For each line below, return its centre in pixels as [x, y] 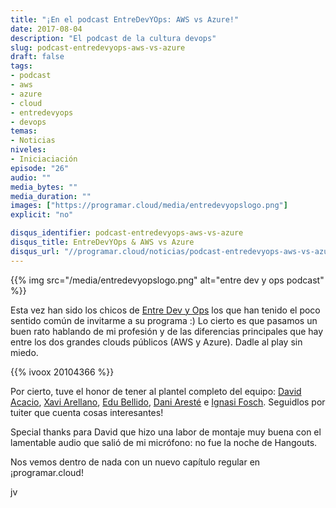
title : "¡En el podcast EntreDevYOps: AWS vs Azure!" [125, 19]
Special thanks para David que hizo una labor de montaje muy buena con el [166, 432]
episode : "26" [40, 168]
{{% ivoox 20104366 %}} [62, 372]
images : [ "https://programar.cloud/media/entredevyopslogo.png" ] [149, 206]
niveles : [28, 150]
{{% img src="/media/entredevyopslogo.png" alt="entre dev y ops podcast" [167, 280]
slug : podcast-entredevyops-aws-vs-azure [98, 47]
